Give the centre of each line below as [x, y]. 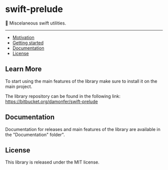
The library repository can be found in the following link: [63, 96]
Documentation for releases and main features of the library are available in [83, 129]
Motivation [23, 37]
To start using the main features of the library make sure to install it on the [81, 81]
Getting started [28, 42]
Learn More [23, 69]
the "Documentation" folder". [35, 134]
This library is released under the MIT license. [52, 162]
